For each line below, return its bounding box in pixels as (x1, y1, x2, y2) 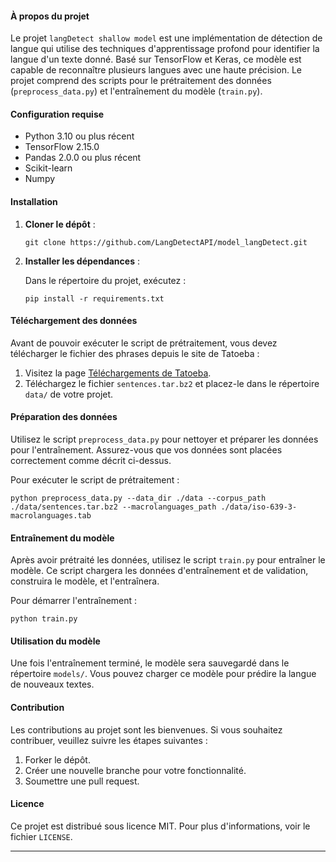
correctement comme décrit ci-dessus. (10, 455, 172, 467)
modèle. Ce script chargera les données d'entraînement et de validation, (10, 565, 309, 577)
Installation (10, 196, 58, 207)
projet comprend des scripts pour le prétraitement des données (10, 75, 272, 87)
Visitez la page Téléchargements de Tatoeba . (24, 367, 212, 379)
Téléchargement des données (10, 315, 138, 327)
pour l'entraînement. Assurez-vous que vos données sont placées (10, 444, 283, 456)
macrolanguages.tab (10, 511, 92, 521)
